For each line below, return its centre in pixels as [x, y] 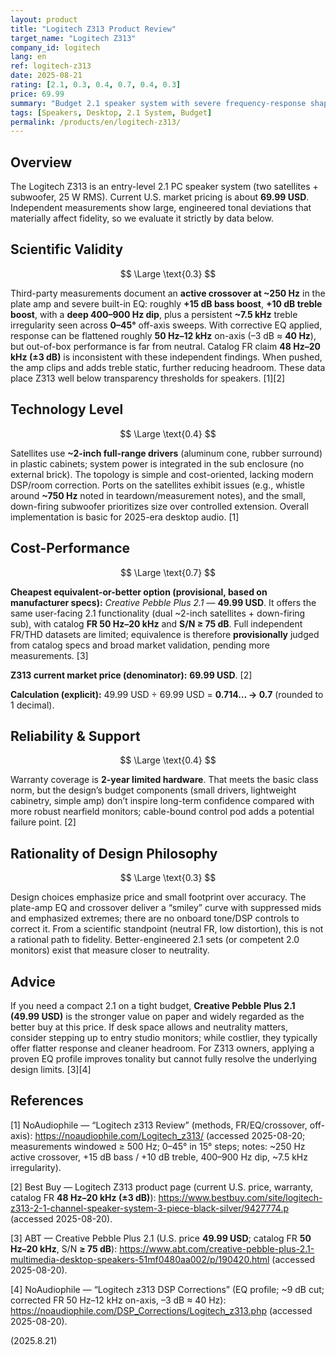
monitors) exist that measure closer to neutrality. [110, 950]
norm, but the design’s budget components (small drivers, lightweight [153, 790]
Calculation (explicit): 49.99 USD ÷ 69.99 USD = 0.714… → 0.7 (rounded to [167, 694]
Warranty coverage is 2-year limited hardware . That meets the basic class [164, 780]
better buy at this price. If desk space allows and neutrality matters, [149, 1027]
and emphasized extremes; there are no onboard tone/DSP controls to [155, 918]
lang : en [28, 57]
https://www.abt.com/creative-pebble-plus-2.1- [217, 1248]
